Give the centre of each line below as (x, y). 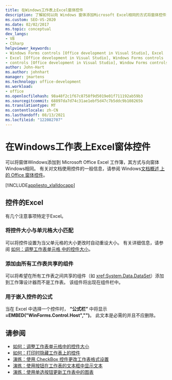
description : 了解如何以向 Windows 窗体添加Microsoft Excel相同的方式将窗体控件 (86, 15)
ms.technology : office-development (43, 82)
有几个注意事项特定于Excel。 (36, 216)
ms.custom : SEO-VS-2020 (31, 20)
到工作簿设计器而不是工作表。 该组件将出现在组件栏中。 (64, 282)
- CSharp (15, 44)
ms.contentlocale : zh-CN (32, 110)
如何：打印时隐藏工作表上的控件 (46, 353)
